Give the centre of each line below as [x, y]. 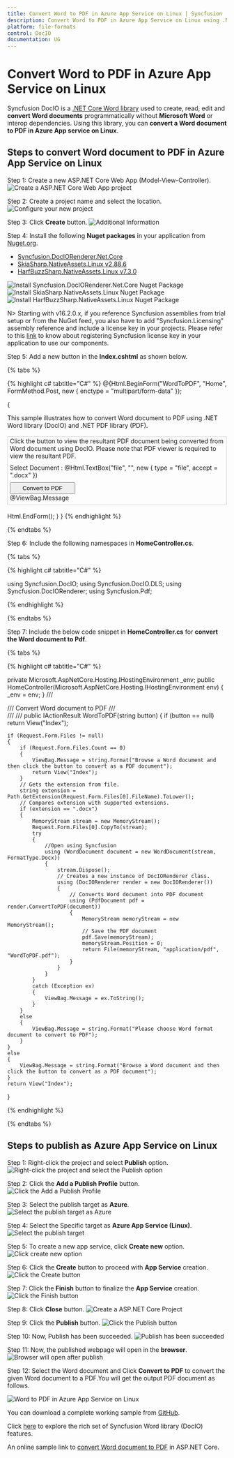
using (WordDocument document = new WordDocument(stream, [130, 851]
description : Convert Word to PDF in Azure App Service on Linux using [113, 20]
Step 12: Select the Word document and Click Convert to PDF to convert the [116, 1370]
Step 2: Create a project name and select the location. [85, 201]
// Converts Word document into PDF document [136, 894]
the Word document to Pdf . [47, 639]
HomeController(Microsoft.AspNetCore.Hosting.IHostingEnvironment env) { [116, 687]
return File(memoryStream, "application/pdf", [150, 949]
